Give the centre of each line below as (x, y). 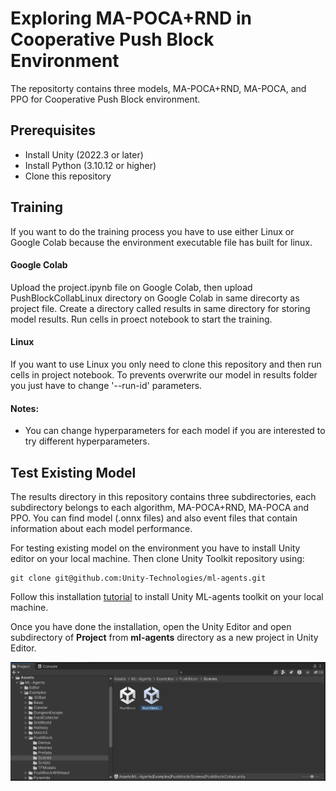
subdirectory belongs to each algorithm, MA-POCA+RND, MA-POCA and (160, 507)
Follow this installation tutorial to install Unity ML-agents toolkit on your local (167, 596)
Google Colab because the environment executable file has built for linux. (161, 242)
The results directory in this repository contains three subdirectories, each (163, 496)
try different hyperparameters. (87, 441)
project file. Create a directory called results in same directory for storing (160, 308)
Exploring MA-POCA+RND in (131, 18)
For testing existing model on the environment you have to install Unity (155, 548)
